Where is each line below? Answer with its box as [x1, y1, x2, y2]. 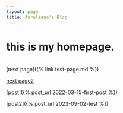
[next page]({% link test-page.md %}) [6, 66, 99, 73]
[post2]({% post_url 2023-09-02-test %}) [6, 101, 109, 108]
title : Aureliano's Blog [6, 14, 68, 20]
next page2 [6, 77, 34, 84]
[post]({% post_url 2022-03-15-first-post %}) [6, 89, 118, 96]
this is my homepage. [6, 40, 115, 54]
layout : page [6, 8, 39, 15]
